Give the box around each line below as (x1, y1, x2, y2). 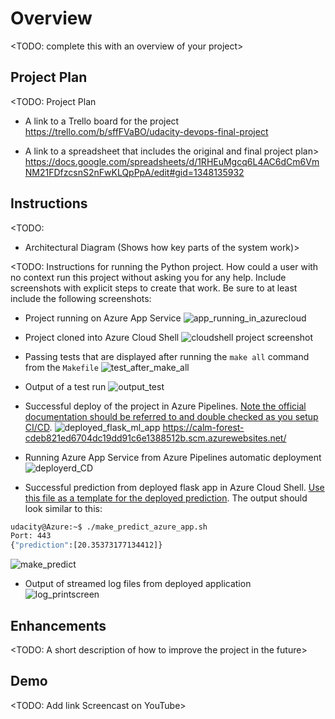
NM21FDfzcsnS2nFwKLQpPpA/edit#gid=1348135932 (24, 166, 245, 178)
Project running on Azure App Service (24, 312, 182, 324)
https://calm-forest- (162, 421, 245, 433)
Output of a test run (24, 380, 107, 392)
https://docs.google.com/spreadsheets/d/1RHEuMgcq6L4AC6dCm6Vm (24, 155, 320, 167)
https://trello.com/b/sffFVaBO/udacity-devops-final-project (24, 125, 269, 137)
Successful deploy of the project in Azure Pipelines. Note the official (24, 400, 307, 412)
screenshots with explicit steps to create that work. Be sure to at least (10, 282, 298, 294)
